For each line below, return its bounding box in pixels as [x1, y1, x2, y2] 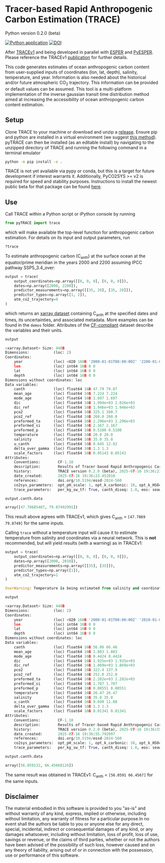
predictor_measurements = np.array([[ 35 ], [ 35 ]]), [14, 563, 115, 568]
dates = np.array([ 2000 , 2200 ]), [14, 283, 78, 288]
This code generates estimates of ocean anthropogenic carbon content [5, 64, 150, 70]
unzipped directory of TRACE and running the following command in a [5, 144, 147, 150]
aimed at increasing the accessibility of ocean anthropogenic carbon [5, 96, 144, 102]
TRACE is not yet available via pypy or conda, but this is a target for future [5, 168, 155, 174]
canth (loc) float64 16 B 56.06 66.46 [14, 644, 118, 649]
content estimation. [5, 102, 44, 108]
